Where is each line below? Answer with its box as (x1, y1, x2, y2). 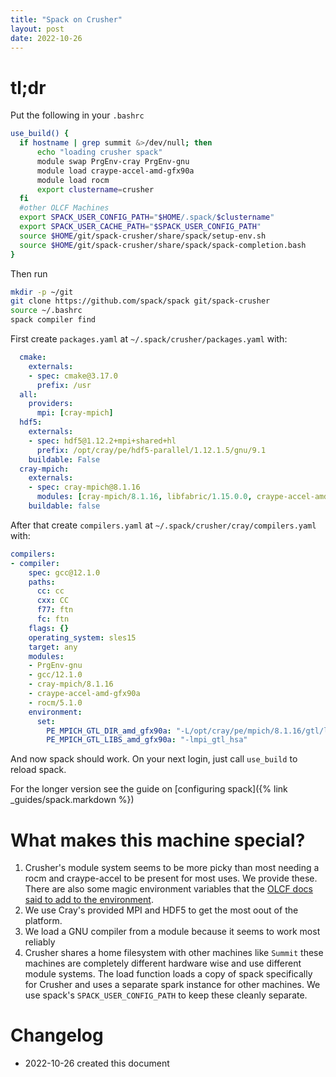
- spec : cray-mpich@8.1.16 (28, 482, 141, 493)
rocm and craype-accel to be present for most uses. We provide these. (24, 872, 318, 885)
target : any (28, 642, 78, 652)
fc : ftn (36, 614, 70, 625)
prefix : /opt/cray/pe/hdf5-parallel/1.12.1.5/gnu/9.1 (36, 445, 267, 455)
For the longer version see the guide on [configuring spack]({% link (10, 783, 288, 795)
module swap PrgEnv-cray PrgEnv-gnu (36, 156, 190, 166)
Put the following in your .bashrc (10, 109, 145, 121)
